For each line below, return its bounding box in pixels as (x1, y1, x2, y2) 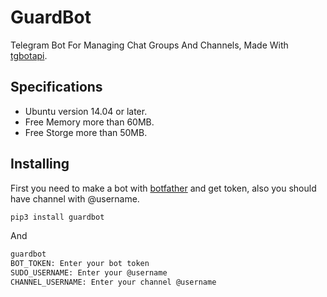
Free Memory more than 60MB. (24, 116, 155, 128)
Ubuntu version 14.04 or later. (24, 105, 148, 117)
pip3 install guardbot (10, 212, 105, 222)
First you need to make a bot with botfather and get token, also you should (10, 182, 317, 194)
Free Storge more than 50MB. (24, 126, 148, 138)
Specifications (10, 79, 103, 96)
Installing (10, 156, 70, 173)
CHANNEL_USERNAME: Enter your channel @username (10, 277, 217, 288)
